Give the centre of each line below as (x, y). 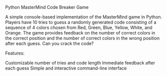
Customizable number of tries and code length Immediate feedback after (80, 63)
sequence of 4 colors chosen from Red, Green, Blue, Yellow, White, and (79, 27)
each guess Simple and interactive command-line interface (66, 68)
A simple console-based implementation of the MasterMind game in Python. (84, 17)
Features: (15, 53)
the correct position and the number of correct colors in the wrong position (82, 38)
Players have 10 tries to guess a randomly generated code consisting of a (81, 22)
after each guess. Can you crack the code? (49, 43)
